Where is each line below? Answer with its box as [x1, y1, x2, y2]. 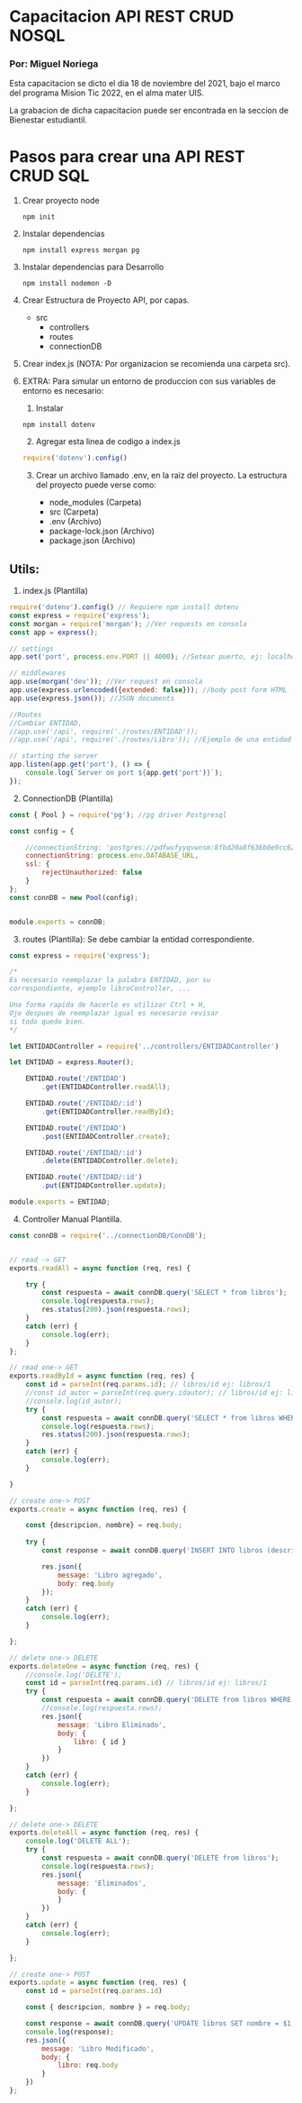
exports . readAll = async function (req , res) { [9, 1263, 191, 1272]
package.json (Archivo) [49, 535, 137, 546]
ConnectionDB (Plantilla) [22, 793, 114, 804]
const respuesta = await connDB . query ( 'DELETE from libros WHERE [41, 1696, 292, 1705]
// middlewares [9, 669, 67, 678]
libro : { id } [73, 1737, 127, 1746]
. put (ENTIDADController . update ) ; [41, 1181, 167, 1190]
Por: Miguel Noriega [9, 58, 99, 70]
